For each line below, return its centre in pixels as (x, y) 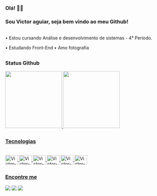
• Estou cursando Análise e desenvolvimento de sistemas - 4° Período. (79, 38)
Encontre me (21, 177)
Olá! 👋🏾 (14, 8)
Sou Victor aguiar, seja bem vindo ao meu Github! (67, 21)
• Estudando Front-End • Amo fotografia (47, 48)
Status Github (22, 63)
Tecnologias (21, 141)
